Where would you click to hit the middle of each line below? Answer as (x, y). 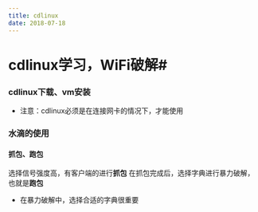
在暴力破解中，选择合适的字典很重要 (79, 200)
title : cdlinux (33, 16)
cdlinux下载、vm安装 (50, 92)
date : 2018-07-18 (37, 23)
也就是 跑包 (26, 183)
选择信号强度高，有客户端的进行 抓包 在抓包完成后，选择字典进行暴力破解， (131, 173)
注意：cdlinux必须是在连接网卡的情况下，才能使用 (102, 110)
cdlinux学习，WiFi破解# (88, 65)
